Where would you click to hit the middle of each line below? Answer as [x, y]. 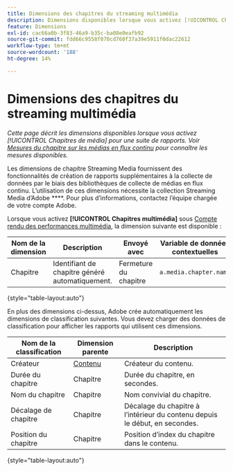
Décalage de [31, 410]
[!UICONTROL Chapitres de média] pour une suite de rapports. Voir [103, 140]
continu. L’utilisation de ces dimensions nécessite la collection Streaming [111, 190]
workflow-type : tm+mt [38, 46]
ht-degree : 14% [29, 59]
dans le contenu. [151, 443]
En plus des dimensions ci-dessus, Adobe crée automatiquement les [105, 311]
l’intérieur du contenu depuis [171, 414]
